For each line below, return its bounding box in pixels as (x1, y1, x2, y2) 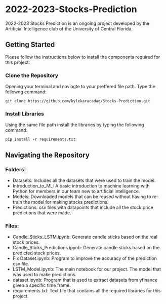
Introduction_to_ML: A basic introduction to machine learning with (12, 183, 150, 189)
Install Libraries (5, 110, 45, 117)
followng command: (5, 89, 47, 95)
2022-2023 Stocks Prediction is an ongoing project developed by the (5, 20, 150, 26)
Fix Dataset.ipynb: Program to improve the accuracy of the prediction (12, 255, 157, 261)
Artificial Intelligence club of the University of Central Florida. (5, 25, 133, 31)
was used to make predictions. (12, 272, 77, 278)
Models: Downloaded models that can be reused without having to (12, 194, 151, 200)
